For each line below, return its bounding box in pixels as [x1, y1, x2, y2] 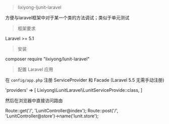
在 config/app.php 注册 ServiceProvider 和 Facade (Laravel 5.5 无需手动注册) [5, 77, 164, 83]
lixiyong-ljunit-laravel [17, 5, 62, 10]
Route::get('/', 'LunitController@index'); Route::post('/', [5, 108, 119, 113]
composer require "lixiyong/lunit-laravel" [5, 56, 90, 62]
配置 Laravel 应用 [17, 67, 53, 72]
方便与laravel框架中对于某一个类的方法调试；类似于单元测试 [5, 15, 130, 21]
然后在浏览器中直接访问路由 [5, 98, 63, 103]
